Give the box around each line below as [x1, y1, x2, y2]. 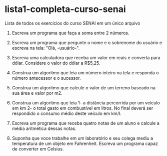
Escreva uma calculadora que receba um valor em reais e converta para [11, 54, 160, 61]
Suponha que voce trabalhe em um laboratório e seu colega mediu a [11, 135, 153, 141]
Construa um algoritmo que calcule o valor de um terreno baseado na [11, 84, 155, 91]
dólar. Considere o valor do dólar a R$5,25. [11, 60, 100, 66]
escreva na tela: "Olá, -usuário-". [11, 45, 80, 51]
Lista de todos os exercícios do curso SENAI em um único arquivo [4, 20, 140, 26]
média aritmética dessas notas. [11, 125, 76, 131]
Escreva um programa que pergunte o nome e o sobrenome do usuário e [11, 39, 162, 46]
